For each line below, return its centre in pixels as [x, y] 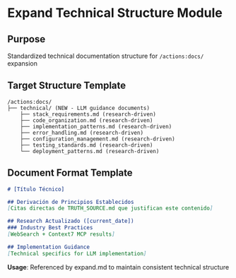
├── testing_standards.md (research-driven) [87, 145]
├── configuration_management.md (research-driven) [98, 139]
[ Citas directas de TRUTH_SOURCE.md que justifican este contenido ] [110, 208]
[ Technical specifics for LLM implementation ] [77, 253]
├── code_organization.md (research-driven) [87, 120]
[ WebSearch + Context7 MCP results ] [61, 234]
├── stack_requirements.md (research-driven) [88, 114]
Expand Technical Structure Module [115, 13]
